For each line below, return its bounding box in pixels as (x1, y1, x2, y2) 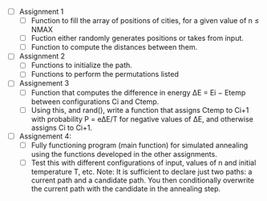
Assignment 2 (18, 51, 66, 61)
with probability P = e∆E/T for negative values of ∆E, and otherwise (30, 114, 253, 123)
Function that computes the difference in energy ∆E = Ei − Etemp (30, 87, 246, 97)
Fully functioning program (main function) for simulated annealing (30, 140, 249, 150)
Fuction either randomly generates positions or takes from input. (30, 34, 244, 43)
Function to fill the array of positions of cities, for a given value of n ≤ (30, 16, 260, 26)
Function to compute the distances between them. (30, 42, 198, 52)
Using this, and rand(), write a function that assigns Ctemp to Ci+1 (30, 105, 249, 115)
